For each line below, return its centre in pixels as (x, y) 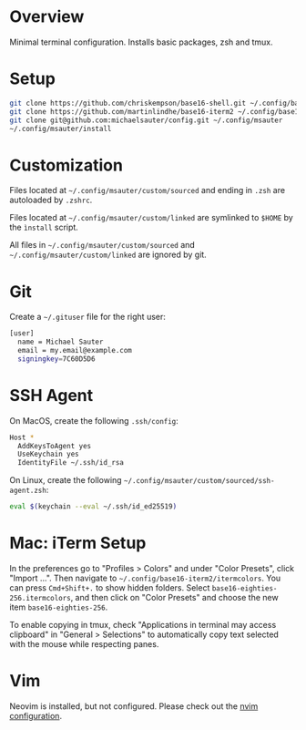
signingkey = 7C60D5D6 (56, 359)
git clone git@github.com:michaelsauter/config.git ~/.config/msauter (146, 120)
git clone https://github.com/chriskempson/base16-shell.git (128, 103)
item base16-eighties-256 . (59, 607)
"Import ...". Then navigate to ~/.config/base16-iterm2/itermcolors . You (145, 578)
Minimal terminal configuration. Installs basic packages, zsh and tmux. (141, 42)
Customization (66, 165)
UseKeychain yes (48, 454)
